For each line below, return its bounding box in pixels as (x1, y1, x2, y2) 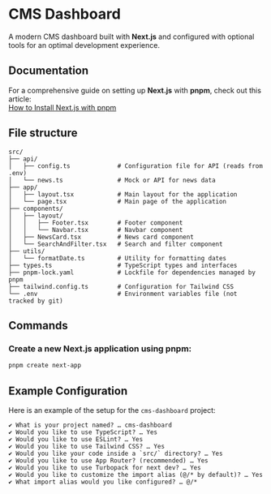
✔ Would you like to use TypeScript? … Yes (8, 427, 158, 436)
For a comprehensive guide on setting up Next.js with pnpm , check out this (8, 85, 262, 95)
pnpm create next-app (8, 362, 82, 370)
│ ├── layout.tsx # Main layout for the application (8, 190, 238, 199)
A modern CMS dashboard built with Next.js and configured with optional (8, 32, 255, 41)
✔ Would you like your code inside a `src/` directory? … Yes (8, 449, 223, 457)
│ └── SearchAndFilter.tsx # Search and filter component (8, 240, 223, 248)
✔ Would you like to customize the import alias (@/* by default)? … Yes (8, 470, 264, 479)
